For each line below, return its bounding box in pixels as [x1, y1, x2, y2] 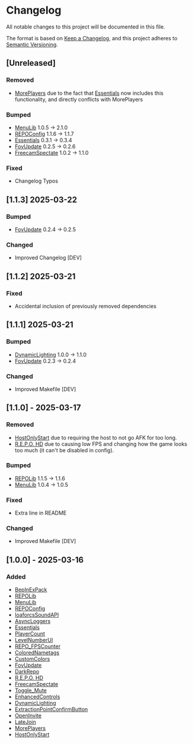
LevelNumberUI [14, 637, 53, 644]
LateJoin [14, 719, 37, 726]
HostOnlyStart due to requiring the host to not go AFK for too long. [14, 434, 178, 441]
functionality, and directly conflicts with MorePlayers [14, 95, 143, 103]
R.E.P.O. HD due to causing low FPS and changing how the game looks [14, 440, 188, 448]
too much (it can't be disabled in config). [14, 446, 114, 454]
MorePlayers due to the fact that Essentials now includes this [14, 90, 164, 97]
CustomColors [14, 656, 50, 663]
